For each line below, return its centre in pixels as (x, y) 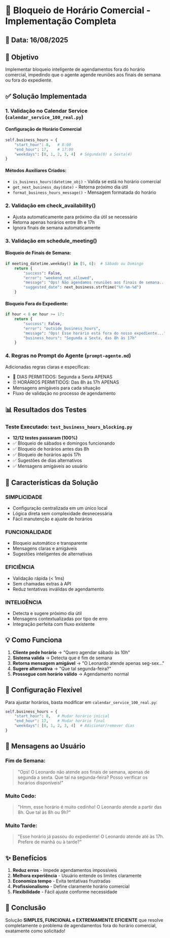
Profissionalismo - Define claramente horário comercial (71, 887)
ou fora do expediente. (29, 80)
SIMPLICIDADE (24, 497)
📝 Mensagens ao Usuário (46, 746)
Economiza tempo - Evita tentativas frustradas (61, 881)
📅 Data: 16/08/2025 (37, 40)
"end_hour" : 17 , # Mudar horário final (60, 721)
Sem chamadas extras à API (42, 583)
